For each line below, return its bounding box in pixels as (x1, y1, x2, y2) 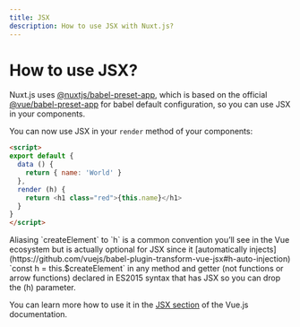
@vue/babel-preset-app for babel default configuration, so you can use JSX (9, 99, 291, 110)
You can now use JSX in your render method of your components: (9, 126, 253, 137)
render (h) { (17, 185, 66, 194)
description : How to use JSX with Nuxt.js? (9, 22, 175, 30)
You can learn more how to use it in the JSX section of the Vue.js (9, 299, 249, 310)
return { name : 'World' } (25, 168, 123, 177)
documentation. (9, 309, 68, 320)
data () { (17, 160, 54, 169)
